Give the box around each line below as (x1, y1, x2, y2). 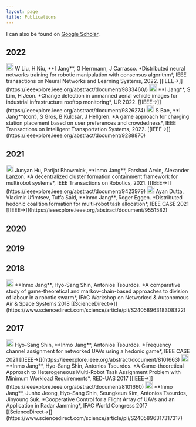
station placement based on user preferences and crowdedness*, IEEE (6, 119, 177, 126)
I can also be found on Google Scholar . (6, 30, 100, 37)
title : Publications (6, 14, 57, 20)
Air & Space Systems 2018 (6, 300, 70, 307)
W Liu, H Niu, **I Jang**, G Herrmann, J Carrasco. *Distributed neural (14, 65, 185, 72)
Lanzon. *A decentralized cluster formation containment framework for (6, 173, 178, 180)
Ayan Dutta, (155, 188, 184, 195)
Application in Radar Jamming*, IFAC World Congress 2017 (6, 402, 148, 409)
